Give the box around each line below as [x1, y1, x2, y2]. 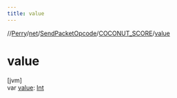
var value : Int [7, 84, 44, 92]
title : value [7, 10, 45, 17]
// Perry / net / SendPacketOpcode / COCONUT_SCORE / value [7, 29, 170, 37]
